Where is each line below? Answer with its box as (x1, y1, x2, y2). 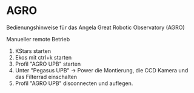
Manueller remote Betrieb (6, 35, 70, 43)
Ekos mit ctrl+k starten (15, 53, 72, 61)
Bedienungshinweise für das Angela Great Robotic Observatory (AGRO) (6, 24, 185, 31)
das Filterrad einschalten (15, 73, 78, 80)
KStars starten (15, 47, 52, 55)
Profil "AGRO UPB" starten (15, 60, 81, 67)
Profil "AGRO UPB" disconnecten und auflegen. (15, 80, 133, 87)
